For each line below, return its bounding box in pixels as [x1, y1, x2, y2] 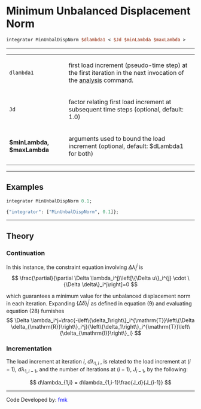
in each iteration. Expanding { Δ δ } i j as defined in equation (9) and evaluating [6, 298, 192, 308]
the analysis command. [68, 76, 133, 84]
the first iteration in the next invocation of [68, 68, 184, 77]
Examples [6, 182, 44, 192]
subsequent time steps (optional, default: [68, 105, 184, 113]
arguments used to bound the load [68, 134, 166, 143]
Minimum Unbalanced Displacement [6, 4, 191, 18]
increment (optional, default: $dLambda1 [68, 142, 184, 150]
